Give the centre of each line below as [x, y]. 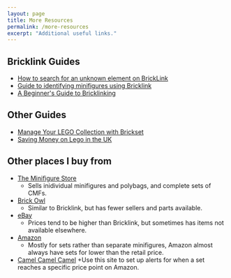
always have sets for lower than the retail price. [96, 252]
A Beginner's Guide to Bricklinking [67, 93]
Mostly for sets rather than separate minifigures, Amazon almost [120, 244]
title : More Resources [40, 20]
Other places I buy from [59, 161]
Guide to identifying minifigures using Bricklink [84, 86]
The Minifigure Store [47, 178]
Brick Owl [31, 200]
